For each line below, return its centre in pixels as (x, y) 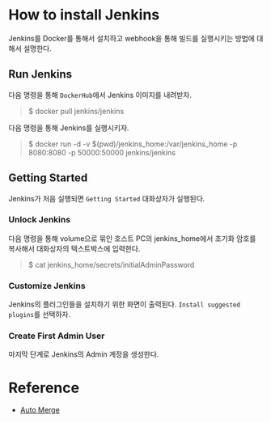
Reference (44, 388)
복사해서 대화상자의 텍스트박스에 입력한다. (74, 248)
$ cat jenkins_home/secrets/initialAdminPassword (111, 264)
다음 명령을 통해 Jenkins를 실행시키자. (69, 128)
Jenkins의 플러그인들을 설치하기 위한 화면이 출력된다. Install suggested (125, 304)
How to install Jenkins (84, 15)
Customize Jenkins (47, 286)
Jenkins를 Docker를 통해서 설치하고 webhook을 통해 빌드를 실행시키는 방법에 (131, 38)
